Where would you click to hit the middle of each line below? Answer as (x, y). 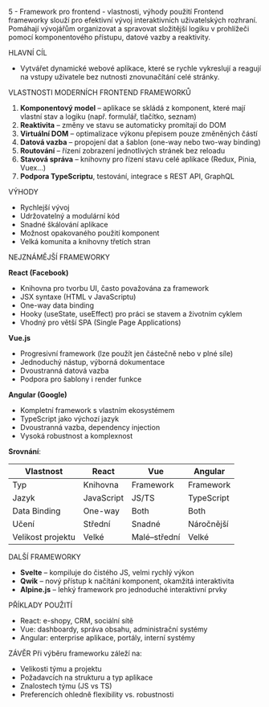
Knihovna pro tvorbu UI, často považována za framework (114, 288)
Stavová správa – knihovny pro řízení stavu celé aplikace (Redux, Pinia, (138, 159)
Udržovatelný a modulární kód (70, 216)
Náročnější (208, 524)
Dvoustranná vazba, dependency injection (90, 427)
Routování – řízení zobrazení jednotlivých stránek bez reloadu (122, 151)
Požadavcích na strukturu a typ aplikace (86, 677)
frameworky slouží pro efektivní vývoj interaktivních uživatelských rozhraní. (133, 20)
